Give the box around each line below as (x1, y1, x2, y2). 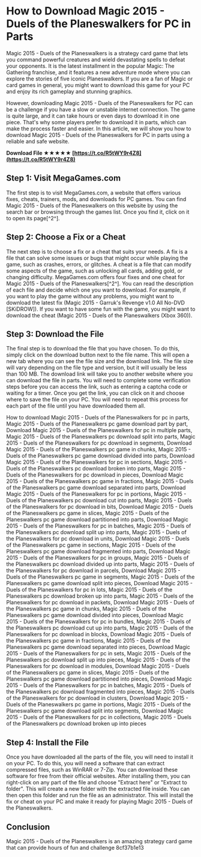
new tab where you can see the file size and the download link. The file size (6, 358, 194, 365)
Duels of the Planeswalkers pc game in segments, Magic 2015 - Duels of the (6, 573, 195, 580)
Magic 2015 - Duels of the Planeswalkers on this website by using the (6, 202, 178, 209)
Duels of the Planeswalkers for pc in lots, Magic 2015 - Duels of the (6, 586, 173, 594)
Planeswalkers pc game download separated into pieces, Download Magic (6, 643, 191, 651)
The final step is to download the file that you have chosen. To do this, (6, 345, 180, 352)
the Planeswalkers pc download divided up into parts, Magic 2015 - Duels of (6, 561, 195, 568)
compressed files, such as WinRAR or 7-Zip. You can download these (6, 766, 178, 774)
